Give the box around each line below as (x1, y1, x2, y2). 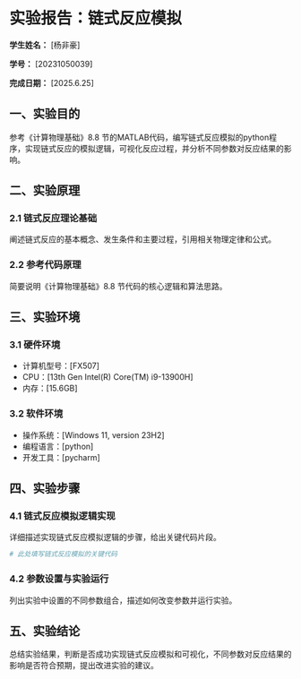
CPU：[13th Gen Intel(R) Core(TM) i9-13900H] (21, 372, 193, 382)
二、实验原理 (9, 183, 81, 198)
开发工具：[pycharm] (21, 451, 100, 462)
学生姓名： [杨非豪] (9, 39, 81, 50)
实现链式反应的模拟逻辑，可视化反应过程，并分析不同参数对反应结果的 (24, 142, 284, 153)
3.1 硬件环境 (9, 339, 61, 351)
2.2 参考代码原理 (9, 259, 82, 271)
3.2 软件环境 (9, 408, 64, 420)
